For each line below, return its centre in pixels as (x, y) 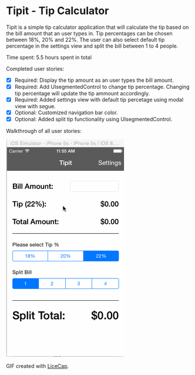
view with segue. (35, 107)
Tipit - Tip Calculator (58, 11)
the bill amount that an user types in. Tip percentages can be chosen (90, 33)
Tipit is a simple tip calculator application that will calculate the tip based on (97, 27)
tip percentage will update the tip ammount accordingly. (82, 94)
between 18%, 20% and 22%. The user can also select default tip (85, 39)
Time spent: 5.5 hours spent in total (49, 57)
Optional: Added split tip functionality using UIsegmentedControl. (93, 120)
